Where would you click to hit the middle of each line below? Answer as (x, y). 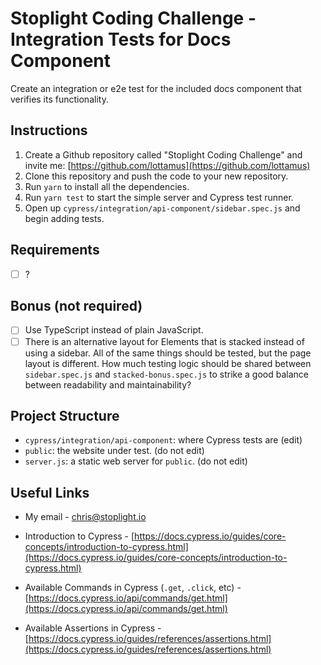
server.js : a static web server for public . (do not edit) (136, 461)
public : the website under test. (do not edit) (114, 451)
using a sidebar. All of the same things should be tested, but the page (168, 353)
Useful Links (50, 492)
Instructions (49, 130)
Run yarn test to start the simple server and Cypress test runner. (159, 197)
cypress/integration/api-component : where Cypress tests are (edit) (163, 440)
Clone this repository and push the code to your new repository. (156, 176)
